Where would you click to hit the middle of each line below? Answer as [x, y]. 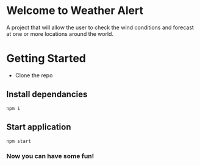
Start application [39, 127]
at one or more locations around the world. [60, 33]
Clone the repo [34, 75]
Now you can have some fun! [50, 156]
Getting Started [46, 59]
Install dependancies [47, 95]
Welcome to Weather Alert [75, 11]
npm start [19, 141]
